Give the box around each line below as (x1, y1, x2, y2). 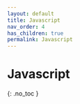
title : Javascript (7, 17, 61, 24)
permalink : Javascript (7, 36, 73, 43)
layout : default (7, 10, 54, 17)
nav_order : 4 (7, 23, 45, 30)
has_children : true (7, 29, 64, 37)
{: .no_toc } (7, 89, 39, 98)
